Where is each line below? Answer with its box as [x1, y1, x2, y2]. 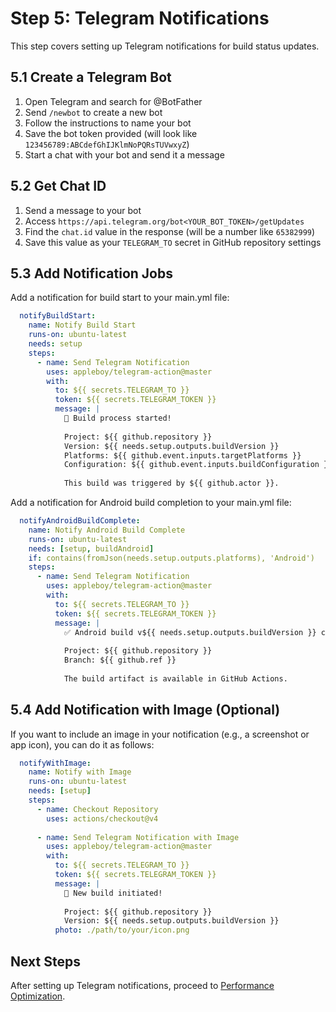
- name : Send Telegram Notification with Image [36, 832, 240, 842]
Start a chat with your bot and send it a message [24, 148, 225, 161]
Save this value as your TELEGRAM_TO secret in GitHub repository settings [24, 236, 322, 248]
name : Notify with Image [28, 767, 132, 777]
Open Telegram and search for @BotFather [24, 95, 203, 107]
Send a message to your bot [24, 204, 142, 216]
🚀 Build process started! [63, 413, 172, 423]
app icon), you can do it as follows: [10, 738, 155, 751]
